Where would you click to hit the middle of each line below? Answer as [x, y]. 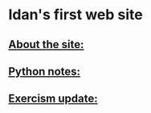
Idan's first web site [75, 15]
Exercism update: [53, 99]
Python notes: [45, 71]
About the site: [46, 44]
